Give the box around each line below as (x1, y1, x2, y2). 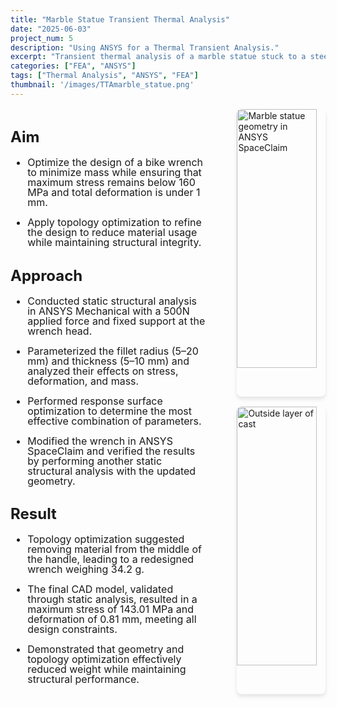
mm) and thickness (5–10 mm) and (27, 354, 190, 368)
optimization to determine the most (27, 404, 193, 418)
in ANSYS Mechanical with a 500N (27, 304, 190, 318)
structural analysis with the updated (27, 464, 197, 478)
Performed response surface (27, 394, 163, 408)
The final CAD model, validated (27, 582, 174, 596)
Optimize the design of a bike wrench (27, 156, 204, 170)
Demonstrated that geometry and (27, 642, 185, 656)
